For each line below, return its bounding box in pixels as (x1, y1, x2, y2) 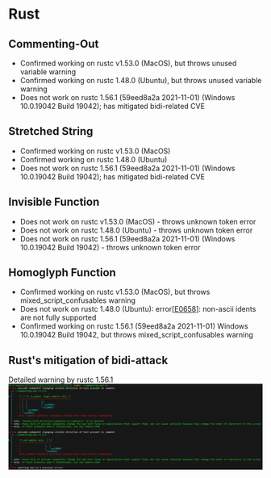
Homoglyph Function (8, 266, 117, 279)
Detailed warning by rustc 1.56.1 (8, 375, 114, 384)
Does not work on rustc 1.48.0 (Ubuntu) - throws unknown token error (19, 225, 253, 235)
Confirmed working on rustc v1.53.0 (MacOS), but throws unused (19, 58, 237, 68)
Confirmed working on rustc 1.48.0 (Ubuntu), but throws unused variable (19, 76, 262, 85)
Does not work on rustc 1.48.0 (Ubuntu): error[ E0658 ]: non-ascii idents (19, 304, 256, 314)
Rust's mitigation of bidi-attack (8, 353, 169, 367)
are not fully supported (19, 312, 97, 323)
